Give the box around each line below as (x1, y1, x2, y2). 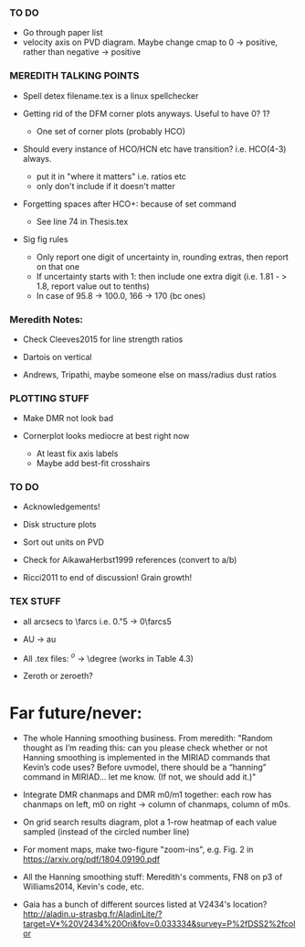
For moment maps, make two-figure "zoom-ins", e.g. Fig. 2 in (22, 844, 254, 856)
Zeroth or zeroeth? (22, 670, 93, 682)
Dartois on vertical (22, 351, 93, 362)
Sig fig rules (22, 233, 68, 244)
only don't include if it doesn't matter (36, 180, 175, 191)
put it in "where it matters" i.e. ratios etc (36, 171, 187, 182)
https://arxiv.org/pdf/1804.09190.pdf (22, 854, 161, 865)
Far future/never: (9, 702, 143, 723)
